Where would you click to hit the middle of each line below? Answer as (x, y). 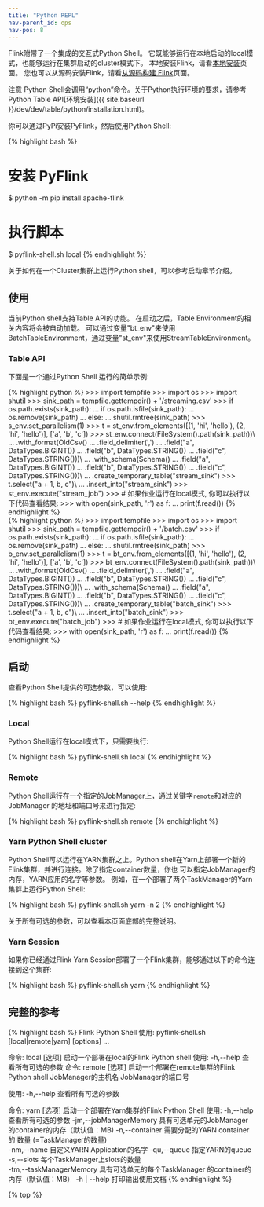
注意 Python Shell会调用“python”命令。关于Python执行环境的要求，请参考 (128, 90)
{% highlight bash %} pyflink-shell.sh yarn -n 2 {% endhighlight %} (117, 905)
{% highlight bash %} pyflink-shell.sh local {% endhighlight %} (110, 757)
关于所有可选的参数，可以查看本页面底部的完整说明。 (94, 921)
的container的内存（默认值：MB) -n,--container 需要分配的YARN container (129, 1130)
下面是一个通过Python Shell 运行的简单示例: (79, 377)
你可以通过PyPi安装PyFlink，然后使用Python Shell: (90, 126)
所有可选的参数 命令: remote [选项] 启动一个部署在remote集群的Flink (125, 1067)
